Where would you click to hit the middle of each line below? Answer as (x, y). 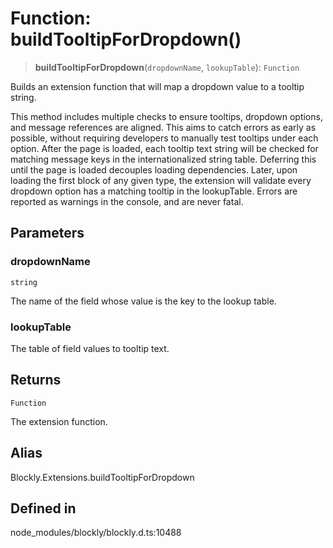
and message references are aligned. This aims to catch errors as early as (163, 127)
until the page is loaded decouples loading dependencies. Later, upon (154, 169)
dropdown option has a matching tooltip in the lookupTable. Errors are (154, 191)
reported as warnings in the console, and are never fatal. (127, 201)
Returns (36, 380)
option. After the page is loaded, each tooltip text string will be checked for (164, 148)
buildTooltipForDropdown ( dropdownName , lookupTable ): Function (167, 67)
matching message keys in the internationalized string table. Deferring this (163, 159)
